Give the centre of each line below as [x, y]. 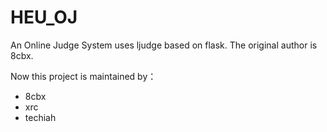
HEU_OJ [44, 17]
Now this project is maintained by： [83, 76]
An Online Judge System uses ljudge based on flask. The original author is [164, 45]
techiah [40, 117]
